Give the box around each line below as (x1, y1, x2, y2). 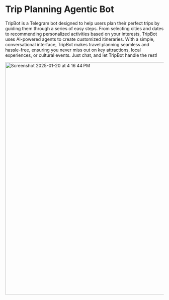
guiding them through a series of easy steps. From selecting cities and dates (5, 25, 164, 31)
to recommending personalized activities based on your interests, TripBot (5, 31, 157, 37)
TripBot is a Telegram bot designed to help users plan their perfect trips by (5, 20, 160, 26)
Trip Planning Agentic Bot (5, 4, 114, 15)
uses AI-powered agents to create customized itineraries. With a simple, (5, 36, 155, 42)
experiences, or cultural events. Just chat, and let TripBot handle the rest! (5, 52, 157, 58)
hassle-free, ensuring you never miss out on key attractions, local (5, 47, 141, 53)
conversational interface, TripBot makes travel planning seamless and (5, 41, 149, 47)
